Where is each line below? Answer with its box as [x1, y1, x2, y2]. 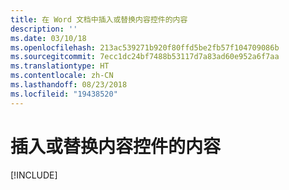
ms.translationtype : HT [10, 61, 110, 71]
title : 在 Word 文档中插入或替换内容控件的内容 [10, 14, 188, 25]
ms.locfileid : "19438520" [10, 89, 118, 99]
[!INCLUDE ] [10, 169, 58, 181]
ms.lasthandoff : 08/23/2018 [10, 80, 128, 90]
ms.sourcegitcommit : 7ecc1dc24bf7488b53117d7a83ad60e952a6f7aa [10, 52, 280, 62]
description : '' [10, 24, 78, 34]
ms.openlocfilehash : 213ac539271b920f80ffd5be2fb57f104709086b [10, 42, 280, 53]
